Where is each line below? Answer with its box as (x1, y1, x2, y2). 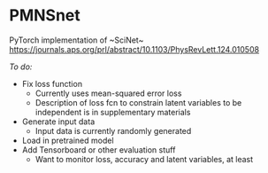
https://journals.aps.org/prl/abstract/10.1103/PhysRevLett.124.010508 (9, 43, 259, 54)
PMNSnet (9, 5, 81, 26)
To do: (9, 61, 33, 72)
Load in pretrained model (21, 135, 114, 145)
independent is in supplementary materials (34, 106, 191, 117)
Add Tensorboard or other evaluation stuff (21, 144, 176, 155)
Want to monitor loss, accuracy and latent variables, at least (34, 153, 254, 164)
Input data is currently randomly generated (34, 125, 192, 136)
